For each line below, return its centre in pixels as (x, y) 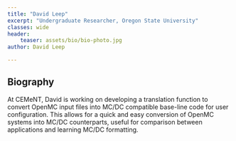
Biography (31, 82)
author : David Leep (36, 47)
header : (19, 34)
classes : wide (28, 27)
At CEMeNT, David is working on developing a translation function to (108, 99)
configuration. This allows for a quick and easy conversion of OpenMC (111, 114)
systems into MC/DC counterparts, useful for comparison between (105, 122)
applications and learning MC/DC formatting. (73, 130)
